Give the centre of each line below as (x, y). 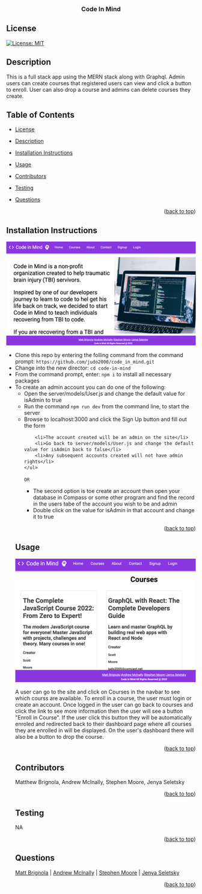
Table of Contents (41, 114)
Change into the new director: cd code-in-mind (73, 368)
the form (35, 425)
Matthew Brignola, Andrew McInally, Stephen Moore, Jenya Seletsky (100, 782)
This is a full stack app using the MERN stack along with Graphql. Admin (96, 77)
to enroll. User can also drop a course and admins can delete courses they (99, 89)
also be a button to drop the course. (59, 737)
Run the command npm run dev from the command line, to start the (106, 406)
